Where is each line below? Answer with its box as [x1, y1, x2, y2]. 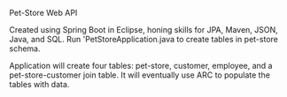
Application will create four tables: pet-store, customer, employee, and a [9, 61, 273, 71]
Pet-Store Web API [9, 8, 78, 18]
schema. [9, 43, 41, 54]
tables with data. [9, 79, 70, 89]
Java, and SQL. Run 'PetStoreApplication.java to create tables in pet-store [9, 34, 279, 44]
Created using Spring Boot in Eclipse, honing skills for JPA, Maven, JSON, [9, 25, 279, 34]
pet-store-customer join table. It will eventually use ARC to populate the [9, 70, 270, 80]
